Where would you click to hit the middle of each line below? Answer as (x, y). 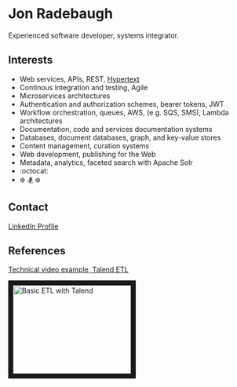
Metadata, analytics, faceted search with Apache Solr (106, 162)
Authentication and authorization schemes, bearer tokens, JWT (122, 104)
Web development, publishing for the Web (88, 154)
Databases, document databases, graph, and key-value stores (120, 137)
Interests (31, 60)
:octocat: (34, 170)
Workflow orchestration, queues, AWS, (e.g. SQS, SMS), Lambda (124, 112)
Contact (28, 208)
